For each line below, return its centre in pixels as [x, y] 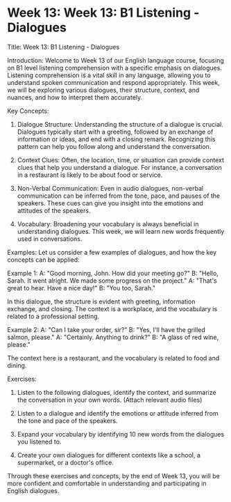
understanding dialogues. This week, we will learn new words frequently [121, 231]
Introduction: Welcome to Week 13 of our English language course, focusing [115, 60]
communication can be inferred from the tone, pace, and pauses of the [119, 196]
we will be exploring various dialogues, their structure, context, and [103, 90]
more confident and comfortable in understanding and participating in [107, 483]
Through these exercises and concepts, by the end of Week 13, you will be [113, 476]
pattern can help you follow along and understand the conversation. [114, 146]
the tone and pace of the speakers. [67, 421]
